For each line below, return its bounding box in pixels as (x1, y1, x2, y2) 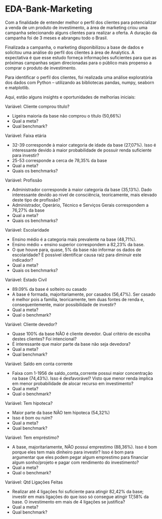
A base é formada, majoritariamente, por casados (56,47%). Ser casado (12, 291, 156, 297)
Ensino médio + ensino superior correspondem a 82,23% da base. (12, 241, 145, 247)
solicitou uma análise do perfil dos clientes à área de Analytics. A (5, 50, 134, 55)
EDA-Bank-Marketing (5, 3, 93, 15)
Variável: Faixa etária (5, 133, 47, 138)
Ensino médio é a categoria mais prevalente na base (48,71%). (12, 236, 137, 242)
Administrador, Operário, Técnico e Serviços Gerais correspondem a (12, 202, 149, 208)
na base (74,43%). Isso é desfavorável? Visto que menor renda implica (12, 375, 153, 381)
